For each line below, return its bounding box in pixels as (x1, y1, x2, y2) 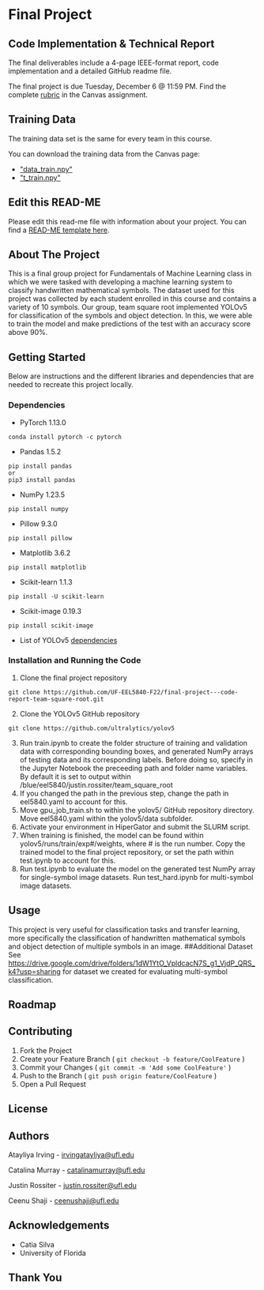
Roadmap (8, 998, 57, 1012)
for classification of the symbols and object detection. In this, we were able (8, 310, 253, 321)
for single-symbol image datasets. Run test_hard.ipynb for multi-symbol (19, 872, 254, 882)
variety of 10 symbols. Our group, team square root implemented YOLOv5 (8, 303, 247, 312)
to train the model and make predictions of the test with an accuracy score (8, 319, 251, 329)
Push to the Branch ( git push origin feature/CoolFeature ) (19, 1070, 217, 1080)
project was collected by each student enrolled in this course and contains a (8, 294, 257, 303)
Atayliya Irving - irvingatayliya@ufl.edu (8, 1150, 134, 1160)
